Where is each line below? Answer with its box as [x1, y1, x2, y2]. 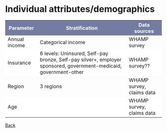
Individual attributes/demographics [5, 3, 155, 15]
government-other [39, 68, 84, 75]
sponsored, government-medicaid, [39, 62, 122, 69]
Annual [7, 36, 24, 43]
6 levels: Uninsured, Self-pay [39, 50, 108, 57]
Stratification [66, 24, 98, 31]
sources [134, 27, 154, 34]
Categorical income [39, 39, 85, 46]
